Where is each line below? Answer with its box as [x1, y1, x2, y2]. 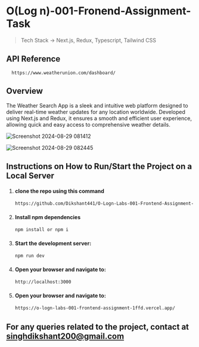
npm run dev [14, 253, 45, 259]
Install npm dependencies [14, 213, 81, 220]
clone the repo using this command [14, 187, 104, 195]
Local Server [6, 170, 55, 180]
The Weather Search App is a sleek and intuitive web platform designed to [6, 102, 189, 109]
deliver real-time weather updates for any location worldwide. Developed [6, 108, 186, 115]
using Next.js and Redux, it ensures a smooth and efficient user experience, [6, 115, 192, 122]
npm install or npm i [14, 227, 69, 233]
